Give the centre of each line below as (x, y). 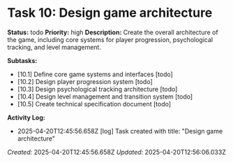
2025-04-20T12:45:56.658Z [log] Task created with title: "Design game (120, 131)
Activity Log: (26, 118)
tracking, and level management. (54, 47)
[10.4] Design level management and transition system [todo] (105, 97)
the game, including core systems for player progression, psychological (110, 39)
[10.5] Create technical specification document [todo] (94, 104)
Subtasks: (22, 60)
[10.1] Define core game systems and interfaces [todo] (95, 74)
